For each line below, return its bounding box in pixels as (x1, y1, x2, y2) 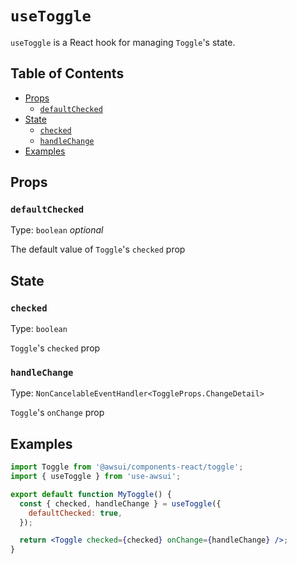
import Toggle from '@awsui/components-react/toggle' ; (10, 462, 244, 472)
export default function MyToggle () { (10, 489, 172, 499)
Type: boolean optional (10, 224, 104, 236)
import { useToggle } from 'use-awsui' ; (10, 472, 182, 482)
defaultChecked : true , (28, 508, 123, 518)
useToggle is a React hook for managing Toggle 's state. (10, 36, 236, 48)
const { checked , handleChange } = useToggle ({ (19, 498, 222, 509)
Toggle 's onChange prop (10, 407, 105, 419)
